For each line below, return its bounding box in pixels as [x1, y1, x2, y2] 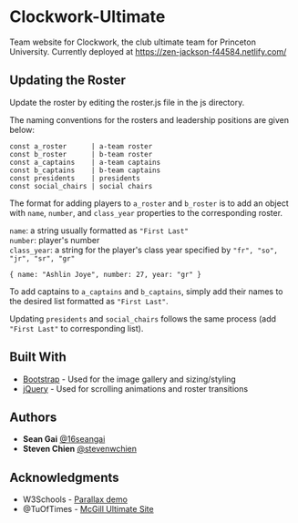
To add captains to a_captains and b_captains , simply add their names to [9, 285, 283, 297]
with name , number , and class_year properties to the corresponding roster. [9, 207, 283, 218]
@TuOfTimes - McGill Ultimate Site [22, 504, 154, 515]
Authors [9, 409, 57, 425]
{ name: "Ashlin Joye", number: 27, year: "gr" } [9, 270, 202, 279]
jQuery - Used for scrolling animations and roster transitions [22, 383, 249, 394]
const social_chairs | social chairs [9, 181, 153, 190]
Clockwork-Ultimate [9, 6, 166, 27]
